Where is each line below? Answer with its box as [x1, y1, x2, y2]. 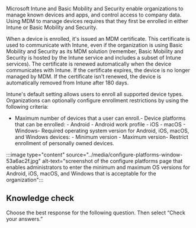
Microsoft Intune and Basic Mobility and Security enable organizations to [6, 5, 184, 12]
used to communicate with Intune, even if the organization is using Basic [6, 41, 183, 48]
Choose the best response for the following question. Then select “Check [6, 209, 185, 216]
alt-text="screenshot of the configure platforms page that [42, 158, 183, 164]
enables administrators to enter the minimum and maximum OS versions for [6, 164, 191, 171]
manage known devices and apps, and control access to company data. [6, 11, 182, 18]
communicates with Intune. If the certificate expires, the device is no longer [6, 67, 191, 73]
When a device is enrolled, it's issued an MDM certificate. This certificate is [6, 35, 191, 42]
